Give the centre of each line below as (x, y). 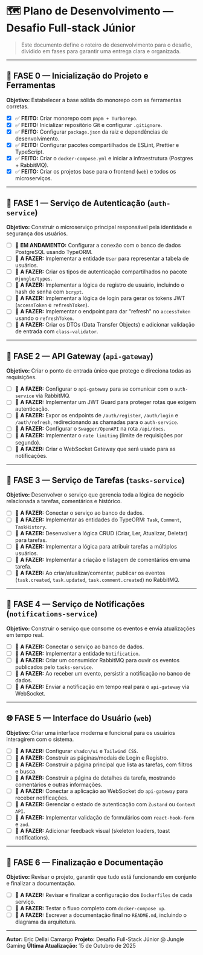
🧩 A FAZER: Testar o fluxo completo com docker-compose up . (90, 908)
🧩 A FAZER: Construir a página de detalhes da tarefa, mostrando (95, 778)
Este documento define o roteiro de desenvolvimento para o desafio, (106, 45)
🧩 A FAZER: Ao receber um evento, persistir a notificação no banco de (103, 673)
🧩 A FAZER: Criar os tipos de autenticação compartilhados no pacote (101, 272)
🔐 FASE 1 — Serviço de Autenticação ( (78, 203)
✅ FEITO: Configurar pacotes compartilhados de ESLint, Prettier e (97, 145)
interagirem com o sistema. (40, 739)
